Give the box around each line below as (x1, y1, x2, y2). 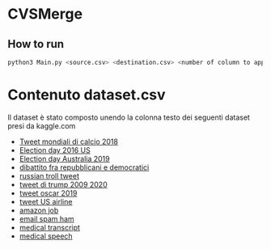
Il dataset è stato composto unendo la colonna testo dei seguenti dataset (7, 112, 250, 122)
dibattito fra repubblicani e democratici (19, 162, 150, 172)
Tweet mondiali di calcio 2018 (19, 137, 119, 146)
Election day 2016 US (19, 145, 91, 154)
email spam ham (19, 213, 74, 223)
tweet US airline (19, 196, 73, 206)
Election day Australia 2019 (19, 154, 110, 163)
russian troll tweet (19, 171, 80, 180)
